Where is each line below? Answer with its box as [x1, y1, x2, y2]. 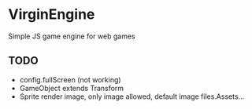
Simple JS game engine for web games [8, 31, 135, 41]
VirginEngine [8, 5, 95, 24]
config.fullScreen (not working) [19, 74, 121, 84]
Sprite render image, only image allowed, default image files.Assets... [19, 92, 245, 101]
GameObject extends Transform [19, 83, 124, 93]
